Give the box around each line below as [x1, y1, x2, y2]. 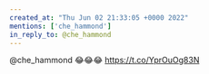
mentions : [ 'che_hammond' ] [9, 22, 112, 31]
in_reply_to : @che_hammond [9, 30, 112, 39]
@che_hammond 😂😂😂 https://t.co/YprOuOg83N [9, 55, 200, 66]
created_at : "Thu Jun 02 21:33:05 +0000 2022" [9, 13, 189, 23]
